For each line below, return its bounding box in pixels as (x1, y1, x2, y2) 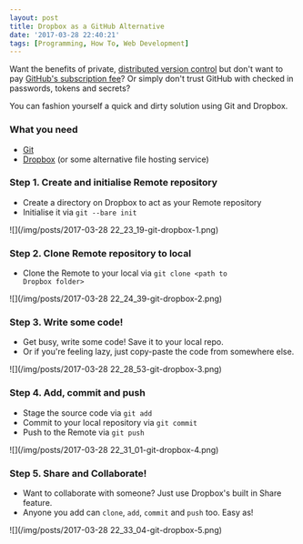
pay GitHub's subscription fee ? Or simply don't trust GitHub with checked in (9, 74, 294, 85)
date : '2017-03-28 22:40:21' (9, 30, 120, 39)
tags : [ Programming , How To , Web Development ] (9, 38, 189, 48)
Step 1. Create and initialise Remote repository (9, 176, 218, 189)
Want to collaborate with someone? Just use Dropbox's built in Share (22, 488, 282, 499)
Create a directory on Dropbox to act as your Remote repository (22, 196, 262, 207)
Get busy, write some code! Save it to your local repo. (22, 337, 225, 348)
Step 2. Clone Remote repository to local (9, 247, 192, 259)
